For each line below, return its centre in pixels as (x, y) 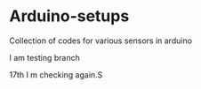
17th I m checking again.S (56, 74)
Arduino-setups (69, 16)
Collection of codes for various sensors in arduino (101, 41)
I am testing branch (44, 57)
